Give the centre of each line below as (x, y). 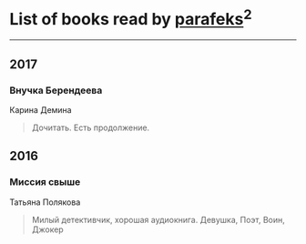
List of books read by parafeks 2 (131, 18)
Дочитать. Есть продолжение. (91, 127)
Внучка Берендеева (56, 90)
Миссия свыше (45, 182)
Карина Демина (41, 109)
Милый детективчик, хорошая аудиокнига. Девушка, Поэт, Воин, (158, 219)
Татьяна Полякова (45, 202)
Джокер (47, 229)
